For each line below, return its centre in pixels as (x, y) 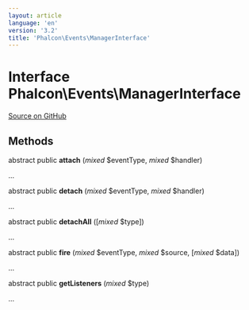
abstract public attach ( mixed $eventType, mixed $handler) (105, 160)
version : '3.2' (33, 30)
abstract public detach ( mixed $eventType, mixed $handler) (106, 191)
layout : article (35, 15)
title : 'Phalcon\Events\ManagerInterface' (79, 38)
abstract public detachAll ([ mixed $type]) (76, 222)
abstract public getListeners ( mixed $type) (79, 283)
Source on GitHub (38, 116)
